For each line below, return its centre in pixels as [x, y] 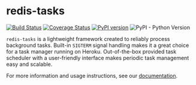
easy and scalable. [29, 64]
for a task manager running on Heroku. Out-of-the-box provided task [91, 51]
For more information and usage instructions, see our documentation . [92, 75]
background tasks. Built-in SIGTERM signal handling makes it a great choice [98, 45]
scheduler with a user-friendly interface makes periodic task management [98, 58]
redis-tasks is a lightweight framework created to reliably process [88, 39]
